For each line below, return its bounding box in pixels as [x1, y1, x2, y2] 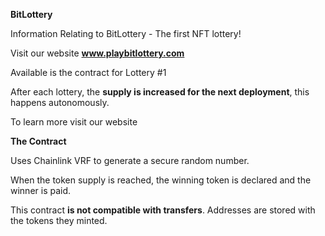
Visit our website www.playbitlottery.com [10, 47, 185, 59]
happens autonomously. [10, 97, 110, 108]
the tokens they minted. [10, 215, 108, 226]
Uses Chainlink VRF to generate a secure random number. [10, 155, 250, 166]
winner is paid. [10, 185, 72, 196]
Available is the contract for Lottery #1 [10, 67, 167, 78]
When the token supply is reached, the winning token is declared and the [10, 174, 312, 186]
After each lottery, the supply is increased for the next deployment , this [10, 86, 310, 98]
